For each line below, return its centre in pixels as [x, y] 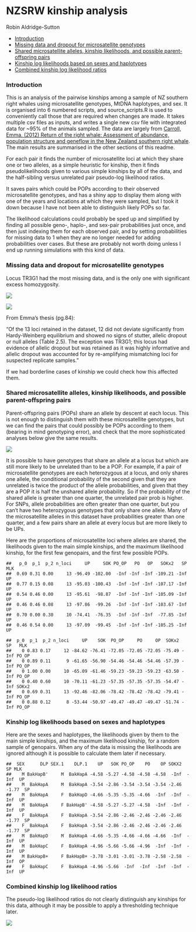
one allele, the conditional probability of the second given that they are [91, 479]
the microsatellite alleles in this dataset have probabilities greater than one [96, 516]
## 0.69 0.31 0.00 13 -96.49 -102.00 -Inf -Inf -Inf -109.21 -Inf [97, 574]
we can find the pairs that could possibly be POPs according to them [89, 425]
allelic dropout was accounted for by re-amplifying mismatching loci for [92, 354]
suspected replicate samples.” [42, 360]
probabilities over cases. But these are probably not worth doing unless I [94, 244]
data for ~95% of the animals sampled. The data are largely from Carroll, [94, 129]
